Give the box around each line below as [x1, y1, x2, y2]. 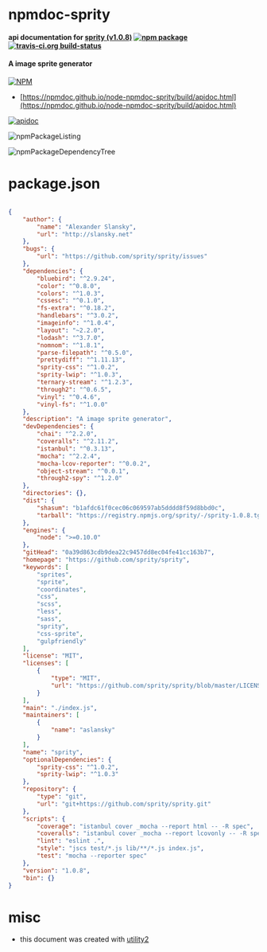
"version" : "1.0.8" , [22, 866, 91, 875]
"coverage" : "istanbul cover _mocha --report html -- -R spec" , [37, 822, 254, 830]
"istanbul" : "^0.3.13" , [37, 444, 115, 453]
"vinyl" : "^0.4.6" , [37, 392, 102, 401]
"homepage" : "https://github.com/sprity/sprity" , [22, 556, 191, 564]
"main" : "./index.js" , [22, 704, 98, 712]
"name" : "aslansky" [50, 726, 115, 734]
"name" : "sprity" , [22, 748, 83, 756]
